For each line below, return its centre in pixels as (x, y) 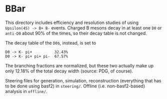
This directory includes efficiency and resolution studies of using (72, 22)
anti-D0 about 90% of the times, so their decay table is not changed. (76, 33)
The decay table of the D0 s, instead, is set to (51, 42)
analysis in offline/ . (26, 91)
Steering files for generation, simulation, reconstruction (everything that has (83, 80)
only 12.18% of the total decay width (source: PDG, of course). (69, 71)
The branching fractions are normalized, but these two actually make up (79, 65)
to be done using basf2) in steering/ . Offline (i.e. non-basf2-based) (75, 86)
